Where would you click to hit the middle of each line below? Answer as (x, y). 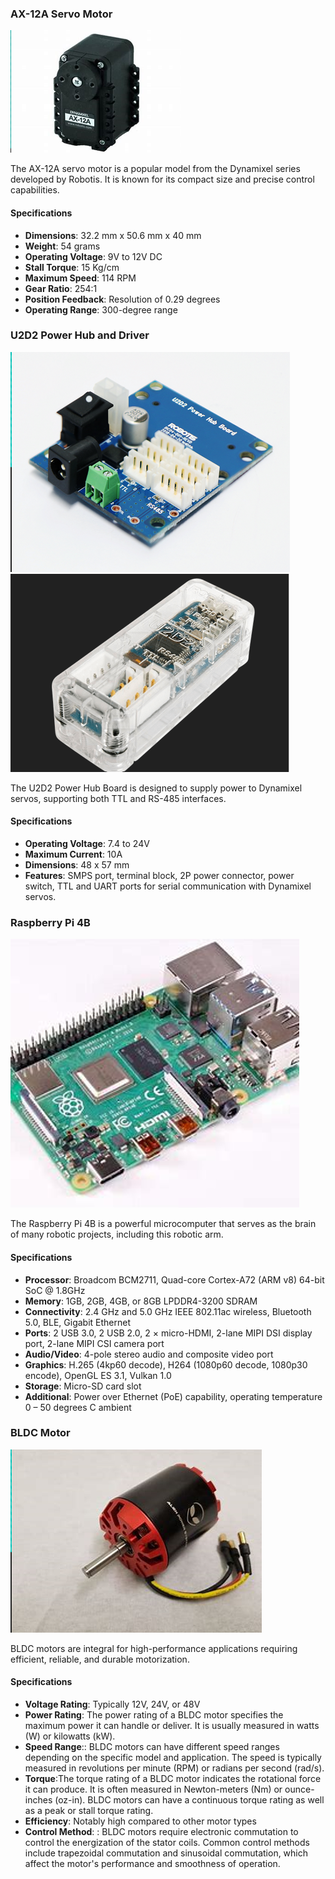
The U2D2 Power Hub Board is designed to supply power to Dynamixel (156, 788)
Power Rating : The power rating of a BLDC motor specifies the (154, 1715)
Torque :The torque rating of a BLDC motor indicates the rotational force (173, 1778)
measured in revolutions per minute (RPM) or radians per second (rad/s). (174, 1768)
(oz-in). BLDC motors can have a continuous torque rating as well (189, 1800)
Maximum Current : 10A (73, 854)
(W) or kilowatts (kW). (70, 1736)
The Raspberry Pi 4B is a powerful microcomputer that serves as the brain (163, 1224)
